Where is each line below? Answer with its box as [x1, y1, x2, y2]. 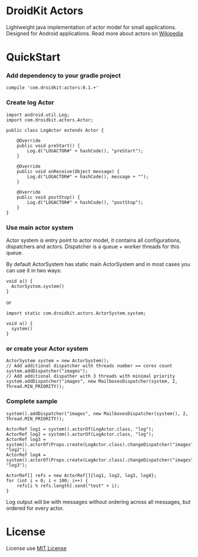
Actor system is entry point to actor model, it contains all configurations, [6, 237, 181, 244]
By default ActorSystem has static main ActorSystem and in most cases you [6, 261, 190, 268]
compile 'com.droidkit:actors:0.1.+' [6, 85, 99, 91]
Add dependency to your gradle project [6, 72, 121, 80]
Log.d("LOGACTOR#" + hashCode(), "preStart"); [27, 148, 144, 154]
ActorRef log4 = [6, 452, 46, 457]
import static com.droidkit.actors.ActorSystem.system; [6, 310, 146, 316]
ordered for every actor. [6, 505, 64, 512]
